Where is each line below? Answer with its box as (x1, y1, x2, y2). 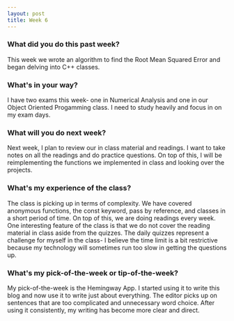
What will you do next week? (7, 128, 107, 138)
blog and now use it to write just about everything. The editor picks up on (7, 291, 218, 299)
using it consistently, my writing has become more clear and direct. (7, 306, 200, 314)
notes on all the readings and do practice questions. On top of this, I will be (7, 151, 223, 160)
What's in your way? (7, 80, 78, 90)
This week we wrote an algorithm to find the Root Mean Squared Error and (7, 55, 221, 63)
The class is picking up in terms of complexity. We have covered (7, 199, 192, 207)
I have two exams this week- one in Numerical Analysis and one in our (7, 96, 209, 104)
